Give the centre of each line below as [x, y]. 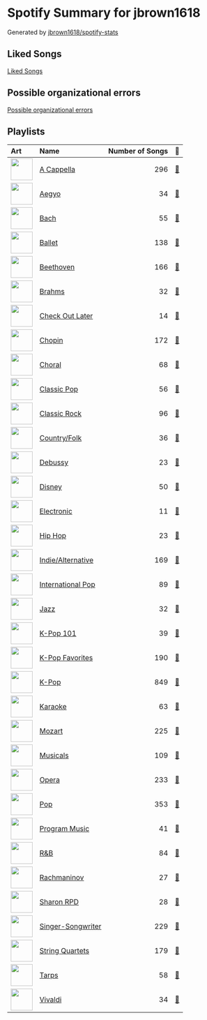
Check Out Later [66, 316]
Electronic [56, 511]
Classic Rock [61, 414]
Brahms [52, 292]
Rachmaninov [62, 878]
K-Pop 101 [58, 633]
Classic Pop [59, 389]
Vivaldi [51, 1000]
